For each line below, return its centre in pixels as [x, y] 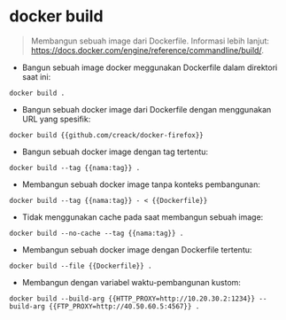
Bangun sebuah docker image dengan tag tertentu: [115, 152]
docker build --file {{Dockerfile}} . [81, 266]
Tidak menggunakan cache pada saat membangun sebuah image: [143, 217]
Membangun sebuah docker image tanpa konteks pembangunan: [141, 184]
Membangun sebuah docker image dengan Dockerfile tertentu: [137, 249]
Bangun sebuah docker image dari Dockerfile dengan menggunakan [147, 109]
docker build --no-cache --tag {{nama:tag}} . [97, 233]
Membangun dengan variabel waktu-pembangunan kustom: [131, 282]
